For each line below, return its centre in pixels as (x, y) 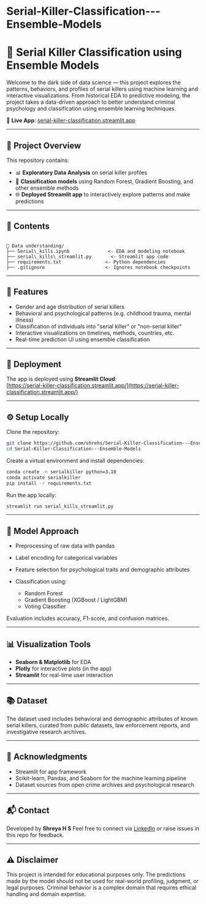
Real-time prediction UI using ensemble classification (82, 339)
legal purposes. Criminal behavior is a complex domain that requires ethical (101, 887)
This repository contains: (38, 160)
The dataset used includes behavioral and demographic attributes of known (102, 719)
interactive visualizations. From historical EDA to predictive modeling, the (98, 96)
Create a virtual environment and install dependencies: (75, 460)
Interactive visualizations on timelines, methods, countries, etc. (95, 333)
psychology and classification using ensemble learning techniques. (91, 109)
